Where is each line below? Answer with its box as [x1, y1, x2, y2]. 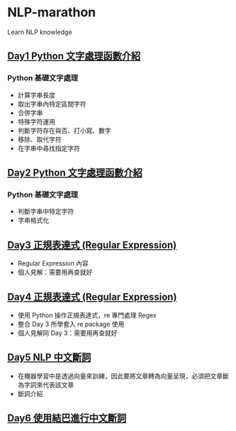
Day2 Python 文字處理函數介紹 [7, 167, 143, 179]
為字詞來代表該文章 [17, 381, 74, 389]
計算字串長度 [17, 90, 55, 99]
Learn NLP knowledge [7, 28, 72, 36]
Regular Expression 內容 [17, 259, 89, 268]
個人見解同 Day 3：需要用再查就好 [17, 328, 118, 337]
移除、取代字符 [17, 135, 62, 143]
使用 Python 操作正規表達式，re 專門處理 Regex [17, 310, 157, 320]
